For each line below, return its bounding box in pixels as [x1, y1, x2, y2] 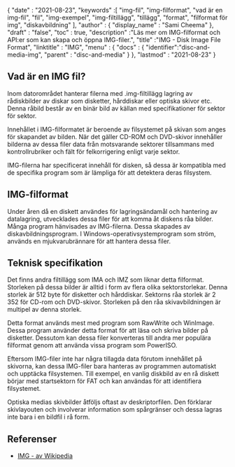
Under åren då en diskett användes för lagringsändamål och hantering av [7, 207, 218, 215]
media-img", [7, 50, 43, 59]
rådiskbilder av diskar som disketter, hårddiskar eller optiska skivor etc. [7, 96, 212, 105]
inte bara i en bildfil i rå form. [7, 412, 90, 422]
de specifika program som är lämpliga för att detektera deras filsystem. [7, 168, 212, 177]
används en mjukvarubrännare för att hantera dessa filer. [7, 237, 171, 245]
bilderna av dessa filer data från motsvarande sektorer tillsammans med [7, 140, 215, 148]
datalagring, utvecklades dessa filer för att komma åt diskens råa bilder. [7, 215, 213, 223]
